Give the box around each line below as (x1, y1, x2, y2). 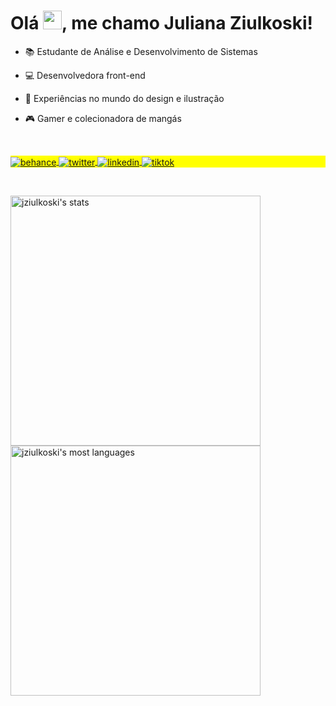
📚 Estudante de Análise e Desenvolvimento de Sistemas (24, 45, 258, 57)
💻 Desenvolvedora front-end (24, 69, 146, 81)
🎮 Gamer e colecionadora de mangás (24, 112, 182, 124)
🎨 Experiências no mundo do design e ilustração (24, 92, 225, 104)
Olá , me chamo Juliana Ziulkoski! (10, 12, 314, 35)
